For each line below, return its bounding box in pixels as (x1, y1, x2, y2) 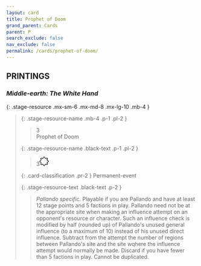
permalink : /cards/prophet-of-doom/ (6, 48, 98, 54)
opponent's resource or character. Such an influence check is (36, 215, 190, 222)
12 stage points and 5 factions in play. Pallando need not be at (36, 201, 190, 209)
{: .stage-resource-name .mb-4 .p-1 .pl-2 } (21, 115, 127, 122)
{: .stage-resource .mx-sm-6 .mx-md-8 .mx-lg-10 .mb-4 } (6, 103, 150, 110)
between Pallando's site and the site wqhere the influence (36, 240, 180, 247)
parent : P (6, 29, 31, 35)
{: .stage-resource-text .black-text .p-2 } (21, 183, 122, 190)
